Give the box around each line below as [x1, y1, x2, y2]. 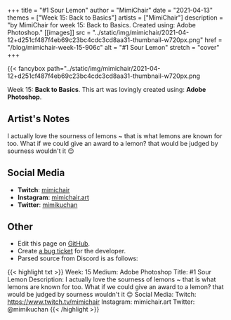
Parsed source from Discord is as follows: [17, 254, 138, 262]
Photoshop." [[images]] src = [7, 28, 91, 36]
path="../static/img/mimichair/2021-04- [46, 65, 161, 72]
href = [204, 36, 223, 44]
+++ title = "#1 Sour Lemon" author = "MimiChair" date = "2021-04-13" [7, 6, 213, 14]
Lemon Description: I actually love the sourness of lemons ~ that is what [7, 275, 216, 284]
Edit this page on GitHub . [17, 239, 90, 248]
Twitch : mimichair [17, 185, 70, 194]
